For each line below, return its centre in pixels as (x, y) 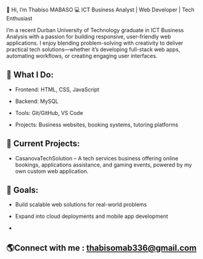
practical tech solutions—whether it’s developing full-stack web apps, (93, 49)
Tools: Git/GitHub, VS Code (49, 113)
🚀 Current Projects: (43, 144)
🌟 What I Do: (30, 75)
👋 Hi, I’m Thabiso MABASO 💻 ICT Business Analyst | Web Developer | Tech (101, 10)
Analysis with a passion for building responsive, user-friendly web (89, 37)
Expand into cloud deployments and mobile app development (92, 216)
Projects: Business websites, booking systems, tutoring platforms (97, 125)
